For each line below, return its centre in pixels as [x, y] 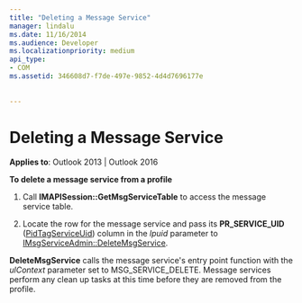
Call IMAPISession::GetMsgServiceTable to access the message [144, 197]
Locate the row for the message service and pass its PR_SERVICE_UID [153, 224]
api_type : [28, 59]
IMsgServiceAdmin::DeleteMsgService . [95, 243]
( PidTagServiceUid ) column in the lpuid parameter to [120, 234]
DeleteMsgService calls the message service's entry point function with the [151, 261]
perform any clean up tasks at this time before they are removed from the [146, 280]
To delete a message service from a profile [91, 180]
